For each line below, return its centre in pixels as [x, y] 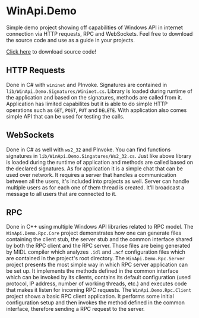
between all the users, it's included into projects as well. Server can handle [98, 181]
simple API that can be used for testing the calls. [65, 116]
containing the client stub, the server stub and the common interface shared [99, 239]
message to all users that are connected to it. [61, 194]
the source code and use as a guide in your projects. [71, 40]
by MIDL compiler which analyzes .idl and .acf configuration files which [96, 252]
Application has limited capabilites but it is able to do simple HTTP [87, 104]
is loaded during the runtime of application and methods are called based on [100, 162]
